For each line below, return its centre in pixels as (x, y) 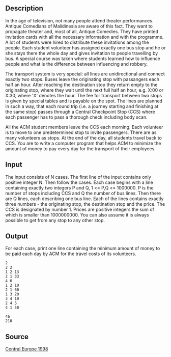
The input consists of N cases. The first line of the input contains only (78, 177)
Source (17, 336)
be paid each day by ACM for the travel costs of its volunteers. (71, 254)
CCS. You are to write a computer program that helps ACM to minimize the (83, 143)
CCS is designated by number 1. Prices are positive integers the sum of (80, 209)
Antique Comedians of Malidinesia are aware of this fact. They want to (79, 26)
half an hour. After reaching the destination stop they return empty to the (81, 85)
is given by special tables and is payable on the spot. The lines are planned (84, 101)
